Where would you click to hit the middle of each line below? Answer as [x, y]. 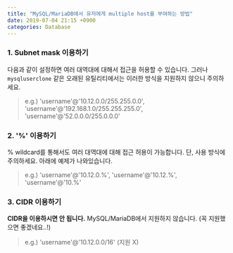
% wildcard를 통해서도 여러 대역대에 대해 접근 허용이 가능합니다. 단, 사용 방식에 [116, 152]
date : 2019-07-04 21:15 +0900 [52, 20]
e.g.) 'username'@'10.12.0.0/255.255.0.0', [84, 101]
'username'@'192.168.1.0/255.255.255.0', [84, 108]
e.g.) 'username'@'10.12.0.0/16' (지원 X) [82, 242]
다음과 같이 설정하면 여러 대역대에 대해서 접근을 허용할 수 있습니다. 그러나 [108, 69]
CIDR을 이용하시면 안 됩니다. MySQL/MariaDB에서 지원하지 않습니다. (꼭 [107, 219]
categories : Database [39, 27]
